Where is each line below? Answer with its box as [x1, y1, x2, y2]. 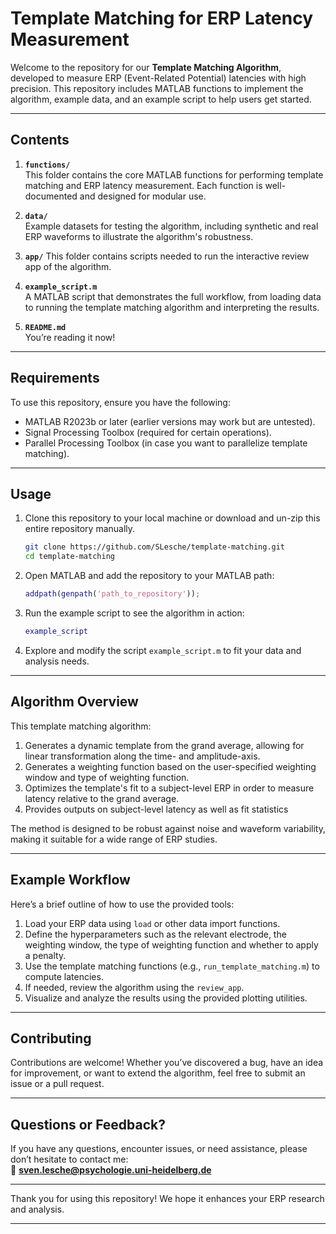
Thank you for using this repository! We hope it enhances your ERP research [10, 1193, 325, 1205]
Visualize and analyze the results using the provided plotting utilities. [24, 992, 308, 1004]
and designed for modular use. [79, 190, 207, 202]
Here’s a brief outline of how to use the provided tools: [10, 898, 235, 910]
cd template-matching [24, 552, 115, 562]
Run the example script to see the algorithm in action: [24, 607, 245, 619]
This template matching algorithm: [10, 720, 152, 732]
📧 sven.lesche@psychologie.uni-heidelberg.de [10, 1164, 212, 1176]
